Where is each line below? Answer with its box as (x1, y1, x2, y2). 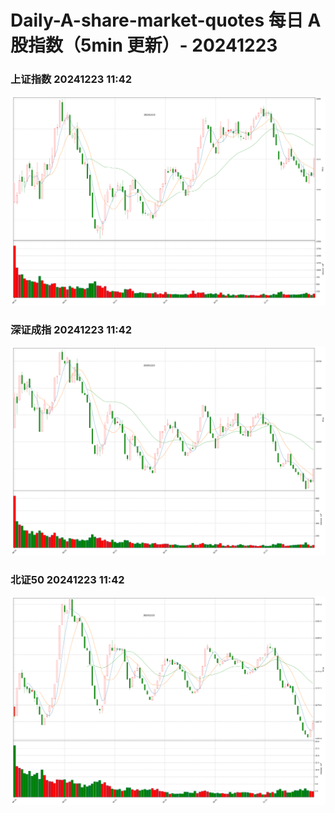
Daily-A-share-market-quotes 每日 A (10, 9, 322, 32)
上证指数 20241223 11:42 (10, 72, 133, 86)
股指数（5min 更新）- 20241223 (10, 34, 278, 57)
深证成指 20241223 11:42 (10, 322, 133, 336)
